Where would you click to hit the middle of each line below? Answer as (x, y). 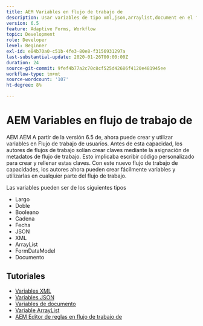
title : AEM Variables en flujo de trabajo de (64, 12)
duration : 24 (23, 62)
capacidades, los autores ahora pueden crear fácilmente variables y (91, 169)
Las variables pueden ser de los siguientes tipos (66, 187)
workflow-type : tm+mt (34, 74)
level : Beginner (27, 46)
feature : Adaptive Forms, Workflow (51, 29)
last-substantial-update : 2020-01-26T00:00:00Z (67, 57)
